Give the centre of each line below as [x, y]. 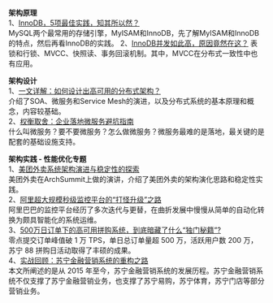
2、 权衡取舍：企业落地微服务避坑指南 [71, 121]
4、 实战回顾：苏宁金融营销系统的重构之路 [78, 260]
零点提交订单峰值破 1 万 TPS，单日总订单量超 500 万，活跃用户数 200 [125, 240]
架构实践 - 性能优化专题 [48, 159]
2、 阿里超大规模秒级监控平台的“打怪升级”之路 [85, 199]
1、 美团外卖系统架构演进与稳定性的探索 [74, 169]
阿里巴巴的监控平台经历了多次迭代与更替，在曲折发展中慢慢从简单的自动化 [133, 210]
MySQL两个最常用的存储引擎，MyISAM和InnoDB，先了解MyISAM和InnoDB [134, 33]
